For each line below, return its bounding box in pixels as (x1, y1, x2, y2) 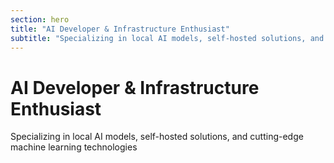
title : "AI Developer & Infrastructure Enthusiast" (10, 24, 230, 34)
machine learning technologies (10, 141, 138, 153)
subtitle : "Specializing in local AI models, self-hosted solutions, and (10, 33, 325, 43)
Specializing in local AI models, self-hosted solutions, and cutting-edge (10, 131, 304, 143)
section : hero (10, 14, 70, 25)
